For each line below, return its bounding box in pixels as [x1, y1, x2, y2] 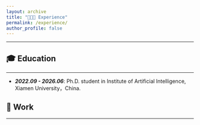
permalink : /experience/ [6, 20, 68, 25]
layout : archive [6, 8, 46, 15]
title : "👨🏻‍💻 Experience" [6, 14, 68, 20]
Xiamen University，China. [14, 85, 81, 92]
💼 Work [6, 102, 34, 113]
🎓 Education [6, 53, 57, 63]
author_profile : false [6, 25, 62, 31]
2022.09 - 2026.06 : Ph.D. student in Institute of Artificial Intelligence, [14, 78, 186, 85]
